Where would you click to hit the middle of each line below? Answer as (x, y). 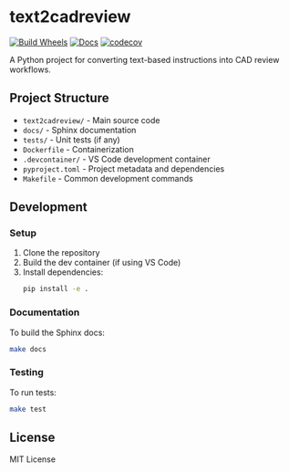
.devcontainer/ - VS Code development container (117, 159)
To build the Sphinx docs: (57, 332)
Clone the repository (61, 253)
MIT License (33, 459)
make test (28, 409)
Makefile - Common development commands (108, 178)
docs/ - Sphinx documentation (79, 130)
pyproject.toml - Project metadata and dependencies (124, 168)
